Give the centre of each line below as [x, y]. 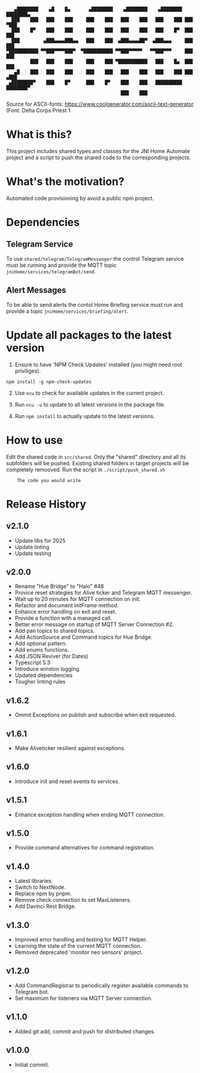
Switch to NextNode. [40, 887]
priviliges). [28, 371]
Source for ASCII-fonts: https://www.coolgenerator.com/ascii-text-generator [100, 104]
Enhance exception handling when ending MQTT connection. [90, 815]
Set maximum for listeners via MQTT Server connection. [84, 998]
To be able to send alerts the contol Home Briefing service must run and [95, 304]
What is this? [39, 135]
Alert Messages [36, 290]
